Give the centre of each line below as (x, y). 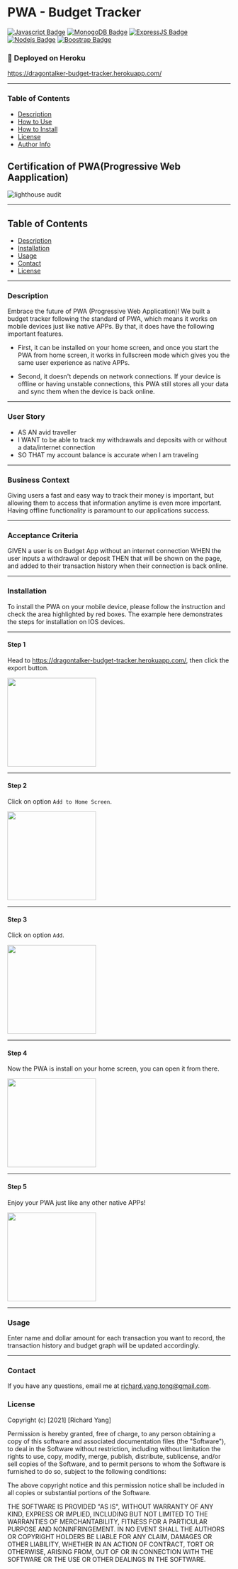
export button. (28, 667)
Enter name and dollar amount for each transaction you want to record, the (116, 1338)
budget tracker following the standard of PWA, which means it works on (112, 319)
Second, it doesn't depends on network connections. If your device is (119, 376)
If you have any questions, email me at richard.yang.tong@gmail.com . (109, 1386)
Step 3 (17, 919)
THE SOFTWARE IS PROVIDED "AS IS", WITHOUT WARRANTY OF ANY (110, 1507)
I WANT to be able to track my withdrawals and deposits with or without (122, 439)
